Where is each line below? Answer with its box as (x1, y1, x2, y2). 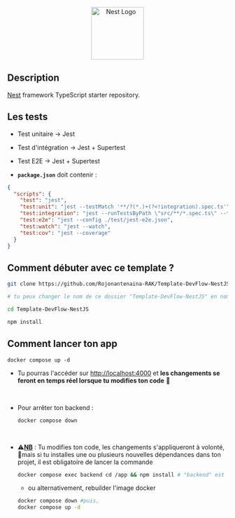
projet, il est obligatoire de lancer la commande (17, 458, 153, 466)
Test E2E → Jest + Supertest (17, 156, 100, 165)
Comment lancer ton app (7, 338, 117, 350)
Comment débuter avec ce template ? (7, 261, 175, 273)
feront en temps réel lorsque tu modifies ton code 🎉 (17, 376, 171, 385)
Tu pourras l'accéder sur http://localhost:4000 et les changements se (17, 369, 220, 377)
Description (7, 72, 59, 84)
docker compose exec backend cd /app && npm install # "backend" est (17, 471, 225, 478)
